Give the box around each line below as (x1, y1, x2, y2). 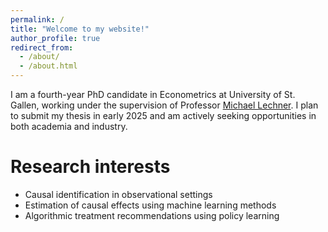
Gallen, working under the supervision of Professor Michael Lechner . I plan (10, 99, 319, 111)
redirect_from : (10, 42, 74, 53)
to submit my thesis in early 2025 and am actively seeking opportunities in (10, 110, 317, 121)
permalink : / (10, 14, 65, 25)
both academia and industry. (10, 121, 128, 132)
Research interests (10, 156, 171, 178)
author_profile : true (10, 33, 101, 43)
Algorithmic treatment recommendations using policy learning (24, 209, 280, 221)
